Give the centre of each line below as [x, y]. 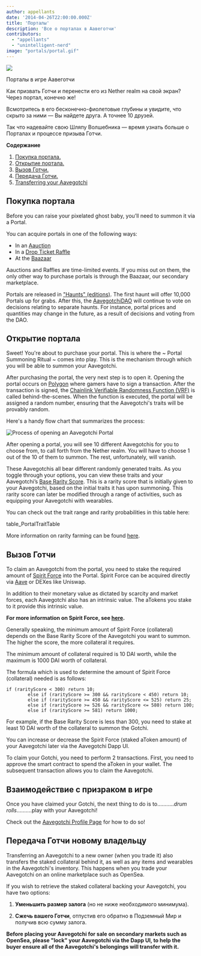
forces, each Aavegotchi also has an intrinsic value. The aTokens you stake [99, 600]
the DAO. [17, 320]
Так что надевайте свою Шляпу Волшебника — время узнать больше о [97, 127]
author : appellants [31, 12]
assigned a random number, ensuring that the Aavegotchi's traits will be [95, 403]
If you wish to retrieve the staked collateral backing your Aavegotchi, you [96, 886]
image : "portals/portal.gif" [43, 51]
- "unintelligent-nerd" [41, 46]
